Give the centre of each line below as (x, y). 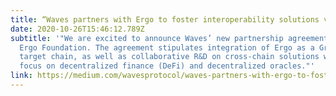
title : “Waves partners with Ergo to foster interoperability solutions (165, 19)
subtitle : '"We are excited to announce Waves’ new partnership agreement (169, 38)
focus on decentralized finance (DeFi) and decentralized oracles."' (167, 66)
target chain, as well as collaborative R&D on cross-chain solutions (169, 57)
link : (21, 76)
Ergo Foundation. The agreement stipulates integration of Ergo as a (167, 47)
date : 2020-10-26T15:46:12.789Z (77, 29)
